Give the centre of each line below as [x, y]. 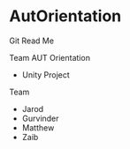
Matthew [38, 127]
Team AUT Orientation [50, 57]
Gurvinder [40, 118]
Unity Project [46, 74]
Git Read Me [32, 41]
